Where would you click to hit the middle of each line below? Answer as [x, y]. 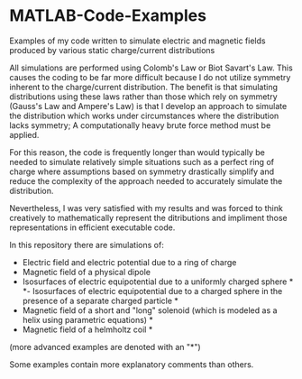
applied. [24, 134]
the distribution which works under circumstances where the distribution [144, 116]
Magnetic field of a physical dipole [87, 272]
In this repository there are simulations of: [87, 245]
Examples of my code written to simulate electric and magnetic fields [137, 41]
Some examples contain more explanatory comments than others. [132, 364]
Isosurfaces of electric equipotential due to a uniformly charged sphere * [158, 282]
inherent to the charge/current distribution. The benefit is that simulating [143, 87]
